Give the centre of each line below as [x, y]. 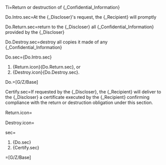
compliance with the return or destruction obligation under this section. [79, 102]
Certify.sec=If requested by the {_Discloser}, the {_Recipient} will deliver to [83, 92]
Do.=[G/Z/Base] [22, 82]
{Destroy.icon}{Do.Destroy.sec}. [46, 72]
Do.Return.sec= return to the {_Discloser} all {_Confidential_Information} [80, 27]
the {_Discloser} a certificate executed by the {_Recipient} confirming [77, 97]
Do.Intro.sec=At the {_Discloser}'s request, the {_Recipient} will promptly [81, 17]
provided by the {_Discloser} [35, 32]
